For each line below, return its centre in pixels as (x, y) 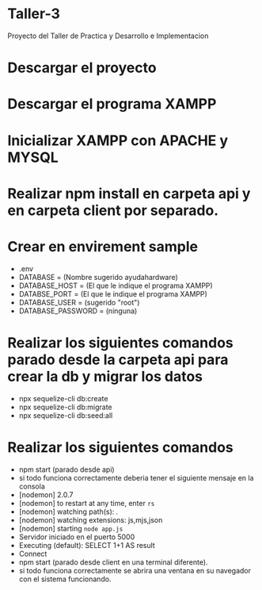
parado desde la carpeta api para (118, 360)
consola (32, 486)
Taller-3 (34, 14)
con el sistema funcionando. (65, 579)
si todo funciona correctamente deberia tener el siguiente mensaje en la (136, 477)
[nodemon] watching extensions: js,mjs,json (91, 519)
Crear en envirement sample (103, 246)
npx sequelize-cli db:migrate (65, 407)
